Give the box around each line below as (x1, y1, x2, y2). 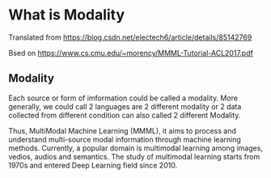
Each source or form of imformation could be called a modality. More (8, 93, 239, 103)
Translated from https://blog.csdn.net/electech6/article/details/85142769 (8, 32, 252, 42)
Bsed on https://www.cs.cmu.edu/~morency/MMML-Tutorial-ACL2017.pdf (8, 48, 253, 57)
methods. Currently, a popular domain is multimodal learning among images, (8, 143, 263, 153)
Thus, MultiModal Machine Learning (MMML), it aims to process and (8, 125, 236, 135)
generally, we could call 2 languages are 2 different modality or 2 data (8, 101, 242, 111)
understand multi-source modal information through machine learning (8, 134, 241, 144)
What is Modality (8, 6, 125, 24)
